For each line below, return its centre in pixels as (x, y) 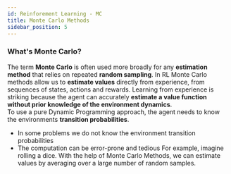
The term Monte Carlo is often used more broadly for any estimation (107, 67)
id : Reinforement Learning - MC (55, 14)
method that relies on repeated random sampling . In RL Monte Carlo (107, 74)
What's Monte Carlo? (45, 51)
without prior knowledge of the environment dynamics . (90, 104)
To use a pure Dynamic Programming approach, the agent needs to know (114, 112)
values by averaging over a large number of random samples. (106, 163)
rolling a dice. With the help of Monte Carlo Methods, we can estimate (119, 155)
